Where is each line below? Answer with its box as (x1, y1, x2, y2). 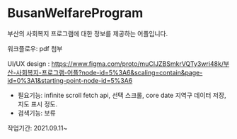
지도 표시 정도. (17, 99, 58, 108)
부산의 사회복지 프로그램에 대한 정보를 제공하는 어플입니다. (7, 29, 168, 38)
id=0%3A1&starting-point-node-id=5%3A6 (7, 76, 133, 84)
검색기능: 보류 (17, 109, 57, 117)
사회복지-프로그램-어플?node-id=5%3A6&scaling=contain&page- (16, 68, 203, 77)
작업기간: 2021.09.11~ (7, 123, 68, 132)
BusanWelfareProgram (7, 5, 144, 21)
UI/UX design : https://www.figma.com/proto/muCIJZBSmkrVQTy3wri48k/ (7, 59, 224, 68)
